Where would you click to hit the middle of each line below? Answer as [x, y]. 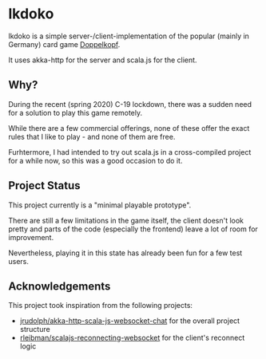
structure [35, 329]
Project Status [45, 185]
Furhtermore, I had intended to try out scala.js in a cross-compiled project [130, 152]
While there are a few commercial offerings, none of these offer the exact [129, 128]
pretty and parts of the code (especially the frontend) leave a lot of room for [133, 229]
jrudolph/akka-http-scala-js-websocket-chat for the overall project [130, 321]
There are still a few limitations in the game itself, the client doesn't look [126, 220]
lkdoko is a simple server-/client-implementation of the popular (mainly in [129, 36]
